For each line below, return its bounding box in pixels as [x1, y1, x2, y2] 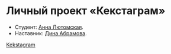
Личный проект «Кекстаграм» [6, 4, 166, 18]
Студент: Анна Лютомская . [14, 23, 84, 31]
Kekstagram [6, 41, 36, 48]
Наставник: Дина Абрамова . [14, 29, 87, 36]
